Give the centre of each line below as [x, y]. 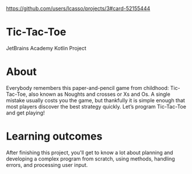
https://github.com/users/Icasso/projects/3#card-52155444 [78, 8]
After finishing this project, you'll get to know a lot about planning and [90, 152]
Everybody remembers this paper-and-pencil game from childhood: [88, 88]
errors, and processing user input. [47, 165]
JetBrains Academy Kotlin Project [46, 48]
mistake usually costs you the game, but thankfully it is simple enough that [96, 100]
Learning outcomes [54, 136]
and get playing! [25, 113]
